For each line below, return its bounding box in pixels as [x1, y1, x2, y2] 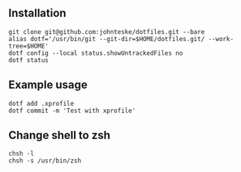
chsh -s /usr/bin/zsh [8, 157, 82, 165]
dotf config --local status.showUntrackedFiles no [8, 48, 183, 57]
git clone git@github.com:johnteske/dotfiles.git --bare [8, 27, 205, 36]
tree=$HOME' [8, 42, 49, 50]
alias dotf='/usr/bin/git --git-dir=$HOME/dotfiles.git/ [8, 35, 205, 43]
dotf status [8, 56, 49, 64]
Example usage [8, 78, 88, 92]
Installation [8, 6, 67, 20]
